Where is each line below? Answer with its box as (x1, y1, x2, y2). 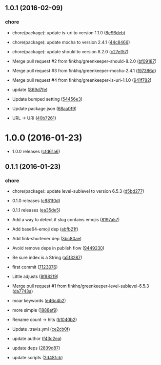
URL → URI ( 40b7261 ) (12, 115, 57, 121)
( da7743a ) (12, 288, 33, 294)
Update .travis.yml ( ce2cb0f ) (12, 326, 70, 332)
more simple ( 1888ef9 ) (12, 307, 58, 313)
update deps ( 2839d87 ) (12, 345, 60, 351)
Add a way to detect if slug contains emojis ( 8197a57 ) (12, 217, 120, 223)
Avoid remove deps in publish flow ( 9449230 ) (12, 245, 105, 251)
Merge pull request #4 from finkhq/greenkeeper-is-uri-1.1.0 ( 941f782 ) (12, 77, 152, 83)
